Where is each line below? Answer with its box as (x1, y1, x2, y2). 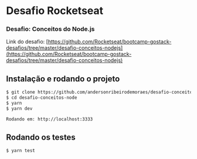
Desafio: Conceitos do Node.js (6, 25, 95, 33)
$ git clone (6, 89, 35, 95)
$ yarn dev (6, 105, 33, 112)
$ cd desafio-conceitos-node (6, 95, 77, 101)
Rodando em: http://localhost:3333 (6, 116, 93, 122)
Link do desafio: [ (6, 38, 49, 45)
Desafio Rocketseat (6, 4, 104, 18)
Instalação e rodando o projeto (6, 74, 120, 84)
